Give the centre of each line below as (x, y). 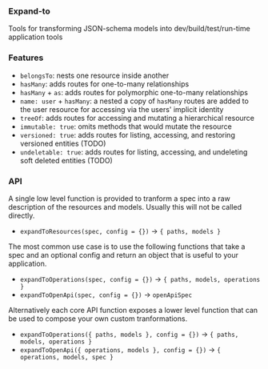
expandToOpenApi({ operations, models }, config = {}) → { (120, 349)
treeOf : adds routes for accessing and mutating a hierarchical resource (137, 118)
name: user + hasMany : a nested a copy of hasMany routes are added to (134, 101)
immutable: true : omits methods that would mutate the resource (126, 126)
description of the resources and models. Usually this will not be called (125, 207)
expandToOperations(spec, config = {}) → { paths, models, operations (140, 279)
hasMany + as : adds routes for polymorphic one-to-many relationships (134, 92)
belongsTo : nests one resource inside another (94, 75)
